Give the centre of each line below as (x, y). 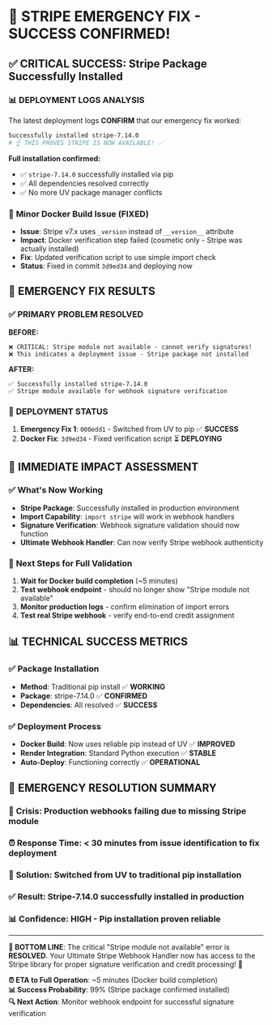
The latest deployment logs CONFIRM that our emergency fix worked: (125, 120)
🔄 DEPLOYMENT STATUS (58, 411)
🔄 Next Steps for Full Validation (70, 563)
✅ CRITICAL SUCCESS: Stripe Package (108, 64)
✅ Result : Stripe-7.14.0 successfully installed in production (126, 896)
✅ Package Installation (54, 669)
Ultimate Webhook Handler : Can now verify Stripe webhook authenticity (142, 542)
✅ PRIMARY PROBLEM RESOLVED (76, 314)
